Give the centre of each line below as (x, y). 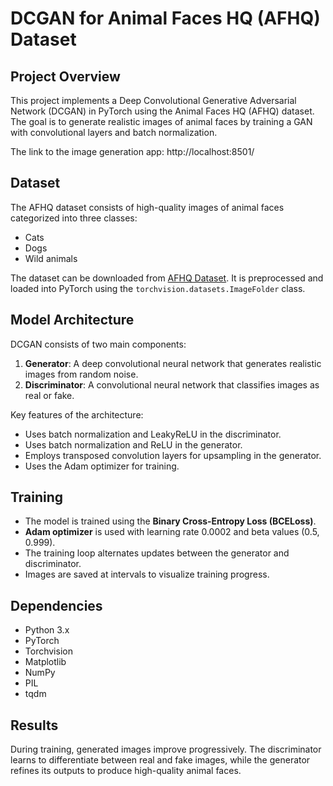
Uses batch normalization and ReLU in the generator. (133, 444)
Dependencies (56, 605)
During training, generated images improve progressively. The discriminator (166, 749)
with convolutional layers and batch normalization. (114, 132)
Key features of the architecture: (77, 414)
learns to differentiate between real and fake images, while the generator (160, 760)
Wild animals (51, 258)
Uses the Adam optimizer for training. (102, 466)
